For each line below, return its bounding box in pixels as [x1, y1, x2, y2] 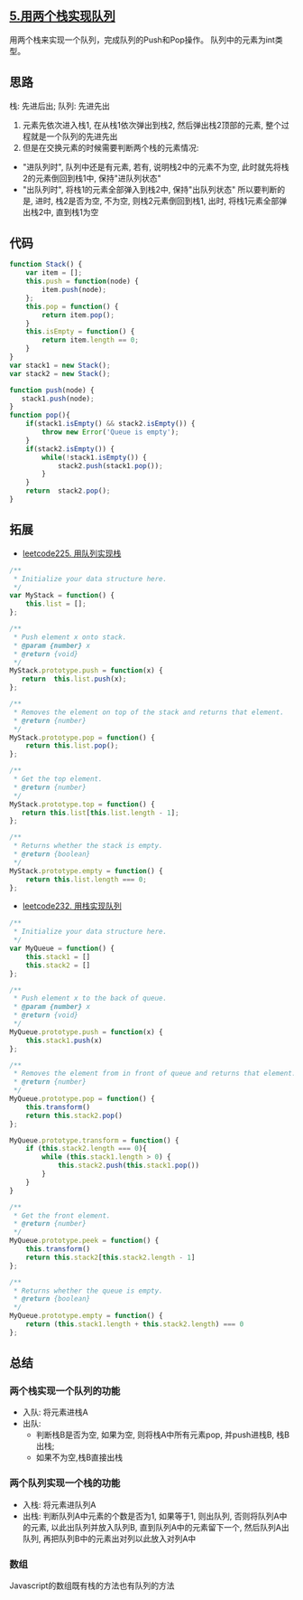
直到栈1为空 [55, 206, 99, 217]
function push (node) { [9, 385, 95, 395]
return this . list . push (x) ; [21, 674, 127, 684]
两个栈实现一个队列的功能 [9, 1385, 121, 1398]
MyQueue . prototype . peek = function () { [9, 1237, 160, 1246]
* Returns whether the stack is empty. [13, 842, 164, 851]
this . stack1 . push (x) [25, 1036, 103, 1045]
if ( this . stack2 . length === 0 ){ [25, 1144, 147, 1153]
